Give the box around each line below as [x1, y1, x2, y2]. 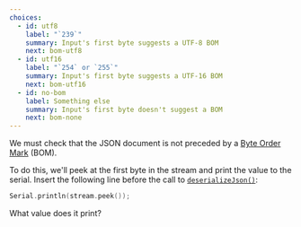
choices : [9, 13, 42, 22]
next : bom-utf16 [25, 80, 87, 89]
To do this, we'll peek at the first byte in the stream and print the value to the [9, 165, 292, 176]
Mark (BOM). [9, 147, 58, 158]
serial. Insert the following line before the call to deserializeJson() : [9, 174, 259, 185]
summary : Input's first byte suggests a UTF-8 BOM [25, 38, 219, 48]
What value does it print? [9, 208, 102, 218]
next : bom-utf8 [25, 47, 83, 56]
